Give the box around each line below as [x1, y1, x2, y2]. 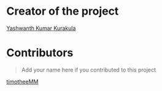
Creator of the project [6, 4, 119, 18]
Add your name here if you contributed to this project [21, 66, 156, 73]
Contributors [6, 46, 74, 60]
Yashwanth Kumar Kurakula [6, 24, 76, 32]
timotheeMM [6, 78, 39, 85]
